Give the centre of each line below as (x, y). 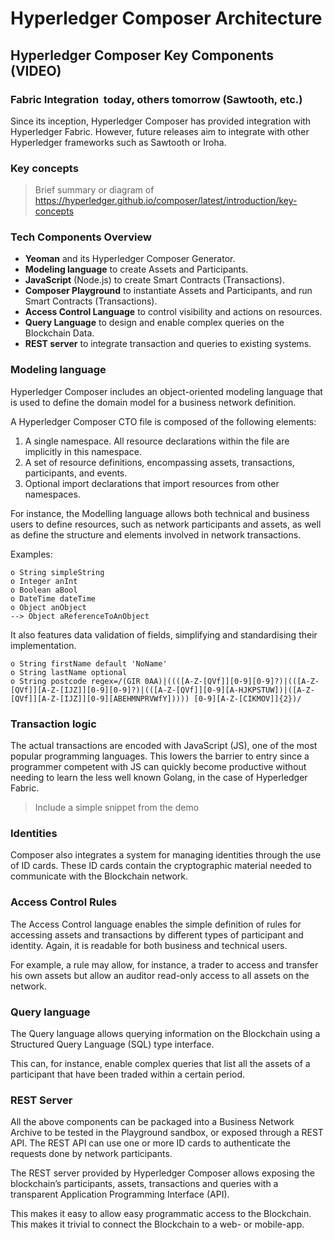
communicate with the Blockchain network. (99, 876)
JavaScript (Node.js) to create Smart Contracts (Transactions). (154, 280)
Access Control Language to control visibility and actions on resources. (173, 312)
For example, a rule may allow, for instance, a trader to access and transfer (164, 964)
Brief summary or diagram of (94, 190)
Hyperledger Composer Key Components (142, 55)
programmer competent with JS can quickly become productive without (158, 767)
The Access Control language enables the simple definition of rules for (156, 924)
